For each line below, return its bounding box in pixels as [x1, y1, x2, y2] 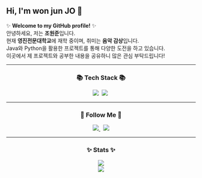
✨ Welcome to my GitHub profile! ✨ [6, 22, 97, 29]
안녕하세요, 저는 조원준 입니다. [6, 29, 76, 37]
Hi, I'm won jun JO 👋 [6, 6, 83, 16]
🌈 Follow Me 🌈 [80, 111, 122, 119]
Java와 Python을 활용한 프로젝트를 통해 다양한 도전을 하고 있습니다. [6, 44, 165, 52]
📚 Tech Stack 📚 [76, 73, 126, 82]
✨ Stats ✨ [87, 146, 115, 154]
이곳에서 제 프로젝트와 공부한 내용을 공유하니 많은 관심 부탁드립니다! [6, 52, 165, 59]
